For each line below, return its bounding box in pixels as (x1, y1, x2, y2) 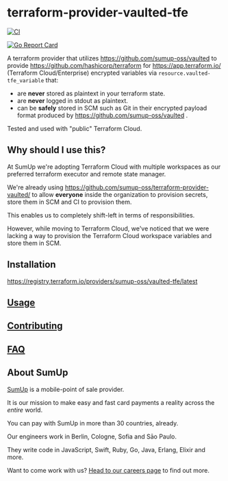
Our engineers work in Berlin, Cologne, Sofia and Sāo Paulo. (7, 432, 177, 441)
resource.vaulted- (158, 70, 211, 77)
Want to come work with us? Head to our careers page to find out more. (7, 466, 210, 474)
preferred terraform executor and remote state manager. (7, 169, 166, 178)
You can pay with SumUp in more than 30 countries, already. (7, 419, 179, 427)
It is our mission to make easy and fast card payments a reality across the (7, 398, 215, 406)
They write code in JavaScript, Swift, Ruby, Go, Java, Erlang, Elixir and (7, 445, 205, 454)
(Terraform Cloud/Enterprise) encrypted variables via (7, 69, 157, 77)
